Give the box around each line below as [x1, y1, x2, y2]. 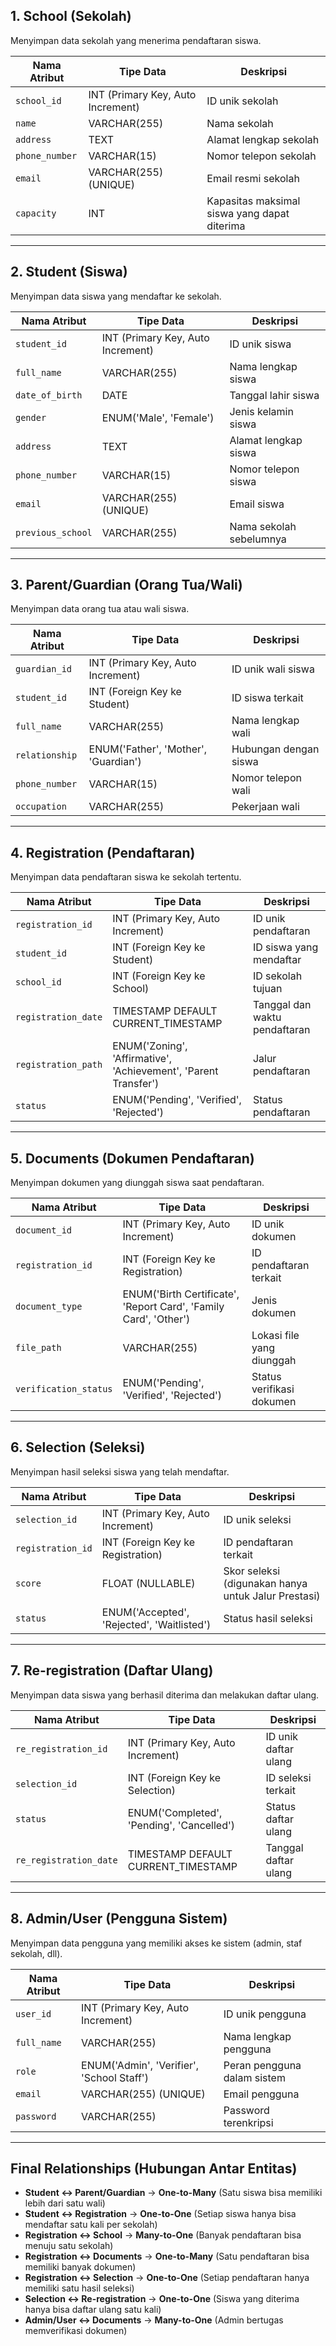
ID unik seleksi [223, 1512, 292, 1526]
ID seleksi [265, 1770, 312, 1784]
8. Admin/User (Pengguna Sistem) [10, 1910, 228, 1928]
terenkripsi [223, 2115, 274, 2129]
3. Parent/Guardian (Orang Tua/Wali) [10, 577, 243, 594]
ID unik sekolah [206, 94, 279, 108]
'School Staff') [81, 2070, 149, 2084]
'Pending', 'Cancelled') [127, 1818, 236, 1832]
